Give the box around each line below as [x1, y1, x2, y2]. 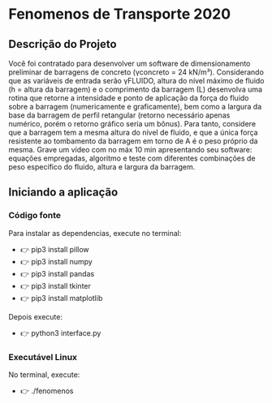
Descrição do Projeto [8, 37, 117, 51]
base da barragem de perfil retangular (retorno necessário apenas [8, 110, 231, 120]
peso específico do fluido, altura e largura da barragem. [8, 162, 196, 171]
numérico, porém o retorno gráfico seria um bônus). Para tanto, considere [8, 119, 257, 128]
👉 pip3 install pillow [19, 244, 89, 254]
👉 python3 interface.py [19, 328, 101, 337]
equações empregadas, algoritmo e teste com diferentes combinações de [8, 153, 256, 163]
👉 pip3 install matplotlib [19, 293, 103, 302]
